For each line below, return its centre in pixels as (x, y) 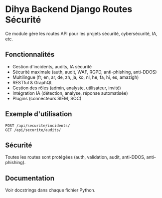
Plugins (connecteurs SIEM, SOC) (47, 98)
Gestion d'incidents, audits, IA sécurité (52, 66)
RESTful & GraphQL (32, 82)
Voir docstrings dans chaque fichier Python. (50, 190)
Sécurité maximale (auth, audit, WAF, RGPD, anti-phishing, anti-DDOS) (84, 72)
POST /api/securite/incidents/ (38, 126)
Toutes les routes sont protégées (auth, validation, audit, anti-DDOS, (75, 157)
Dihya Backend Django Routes (69, 9)
